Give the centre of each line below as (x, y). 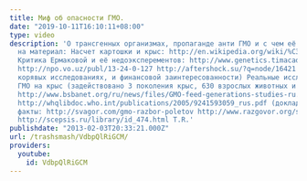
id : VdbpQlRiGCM (57, 162)
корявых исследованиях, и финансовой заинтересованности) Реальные (149, 78)
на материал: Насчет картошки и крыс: (92, 52)
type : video (32, 35)
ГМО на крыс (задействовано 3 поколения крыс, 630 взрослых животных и (157, 86)
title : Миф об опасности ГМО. (67, 18)
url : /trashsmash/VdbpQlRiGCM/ (69, 137)
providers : (30, 145)
